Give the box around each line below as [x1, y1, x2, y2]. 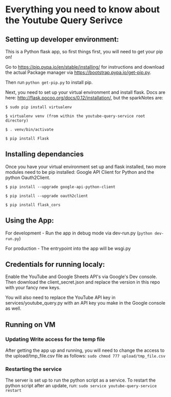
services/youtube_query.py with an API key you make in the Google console [5, 300, 165, 306]
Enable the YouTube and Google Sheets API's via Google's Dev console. [5, 273, 157, 280]
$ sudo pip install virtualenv [5, 105, 72, 110]
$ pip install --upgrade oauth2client [5, 193, 88, 198]
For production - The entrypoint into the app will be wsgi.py [5, 245, 131, 251]
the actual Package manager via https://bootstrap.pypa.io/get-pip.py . [5, 69, 152, 75]
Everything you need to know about [5, 4, 160, 15]
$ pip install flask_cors [5, 202, 60, 207]
